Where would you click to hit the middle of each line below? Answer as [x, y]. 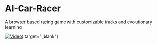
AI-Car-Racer [33, 8]
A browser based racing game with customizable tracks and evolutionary [79, 22]
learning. [14, 27]
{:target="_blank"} [40, 36]
